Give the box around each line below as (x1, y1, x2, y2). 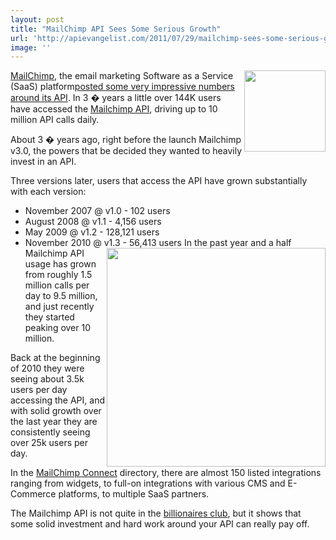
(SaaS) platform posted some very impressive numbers (10, 81, 235, 93)
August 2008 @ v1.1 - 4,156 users (24, 216, 162, 228)
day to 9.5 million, (24, 290, 98, 302)
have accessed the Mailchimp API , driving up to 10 (10, 103, 218, 115)
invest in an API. (10, 156, 77, 168)
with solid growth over (10, 405, 102, 417)
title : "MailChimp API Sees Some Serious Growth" (10, 24, 222, 34)
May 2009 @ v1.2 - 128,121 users (24, 226, 160, 238)
